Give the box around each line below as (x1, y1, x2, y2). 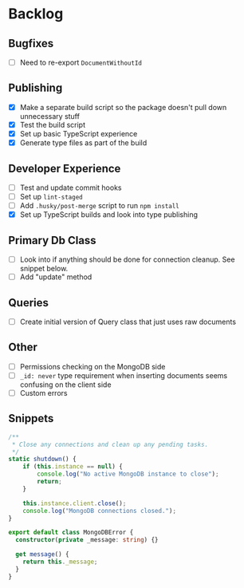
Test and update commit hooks (19, 183, 122, 192)
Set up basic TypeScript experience (19, 129, 138, 138)
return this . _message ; (22, 558, 98, 566)
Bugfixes (8, 37, 54, 50)
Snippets (8, 412, 54, 425)
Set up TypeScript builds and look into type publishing (19, 210, 198, 219)
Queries (8, 296, 49, 310)
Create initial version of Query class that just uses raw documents (19, 317, 237, 326)
